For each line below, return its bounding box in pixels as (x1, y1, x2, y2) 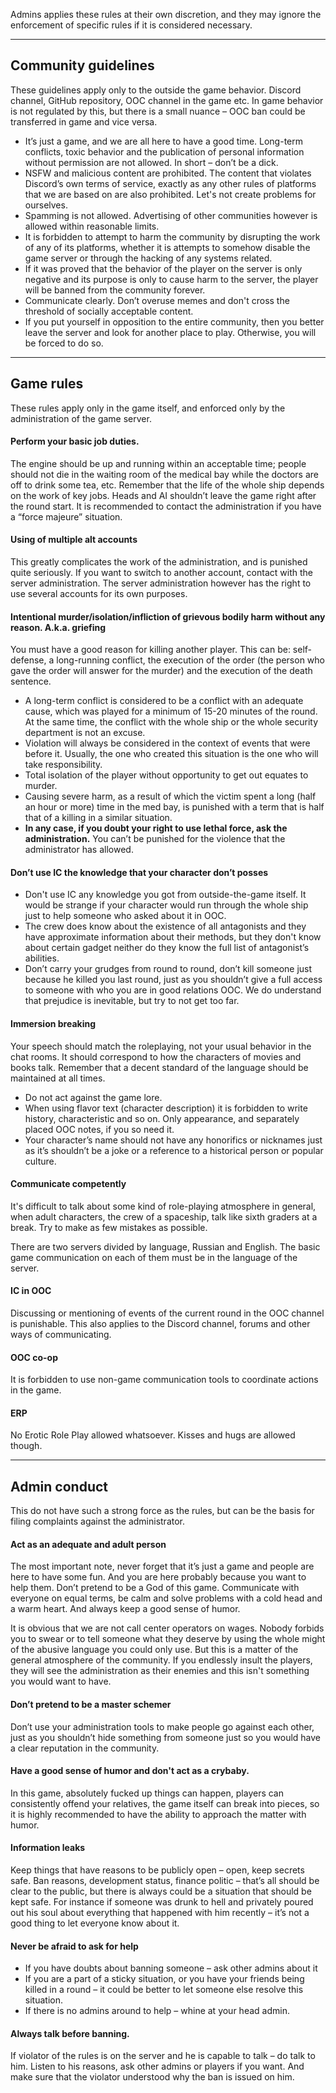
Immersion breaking (10, 1018, 97, 1030)
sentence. (10, 675, 52, 688)
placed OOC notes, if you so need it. (24, 1123, 175, 1135)
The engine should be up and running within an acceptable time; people (10, 457, 307, 469)
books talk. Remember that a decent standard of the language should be (10, 1061, 309, 1073)
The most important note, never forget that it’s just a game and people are (10, 1560, 315, 1573)
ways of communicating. (10, 1329, 112, 1341)
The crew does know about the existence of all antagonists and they (24, 920, 307, 933)
